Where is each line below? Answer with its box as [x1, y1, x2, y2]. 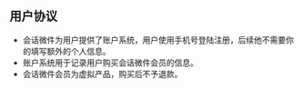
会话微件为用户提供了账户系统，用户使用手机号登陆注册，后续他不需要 [22, 34, 287, 45]
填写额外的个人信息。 [30, 45, 111, 56]
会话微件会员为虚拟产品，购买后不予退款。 [22, 68, 183, 79]
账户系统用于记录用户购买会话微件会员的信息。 [22, 57, 198, 68]
